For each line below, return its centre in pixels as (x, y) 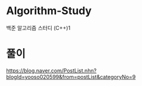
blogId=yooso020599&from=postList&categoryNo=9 (71, 77)
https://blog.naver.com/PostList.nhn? (51, 70)
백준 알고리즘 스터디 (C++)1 (38, 28)
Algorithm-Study (49, 11)
